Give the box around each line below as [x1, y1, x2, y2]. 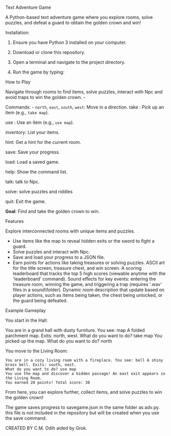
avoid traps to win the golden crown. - [5, 94, 86, 100]
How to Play [5, 79, 31, 85]
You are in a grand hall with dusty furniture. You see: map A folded [5, 327, 145, 333]
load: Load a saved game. [5, 159, 60, 165]
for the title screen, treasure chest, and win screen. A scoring [12, 265, 142, 271]
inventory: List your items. [5, 130, 60, 135]
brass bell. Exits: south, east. [5, 362, 77, 367]
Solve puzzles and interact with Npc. [12, 249, 90, 254]
